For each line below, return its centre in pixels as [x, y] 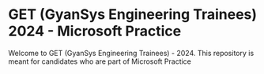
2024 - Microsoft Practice [95, 31]
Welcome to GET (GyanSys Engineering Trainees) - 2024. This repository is [131, 53]
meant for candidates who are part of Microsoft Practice [100, 61]
